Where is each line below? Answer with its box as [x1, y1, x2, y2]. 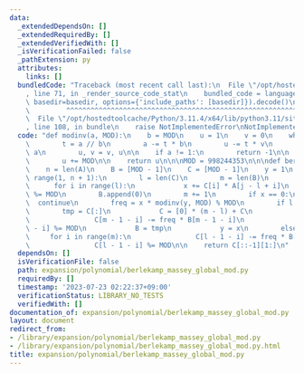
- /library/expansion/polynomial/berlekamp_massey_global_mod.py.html [9, 341, 281, 350]
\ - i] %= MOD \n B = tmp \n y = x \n [25, 224, 249, 233]
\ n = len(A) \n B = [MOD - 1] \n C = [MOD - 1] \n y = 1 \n [25, 165, 294, 174]
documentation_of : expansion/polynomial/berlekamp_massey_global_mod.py [9, 308, 290, 317]
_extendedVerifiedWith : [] [17, 38, 119, 48]
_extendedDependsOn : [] [17, 22, 107, 31]
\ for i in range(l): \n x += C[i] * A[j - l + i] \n [25, 182, 290, 191]
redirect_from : [9, 325, 67, 334]
